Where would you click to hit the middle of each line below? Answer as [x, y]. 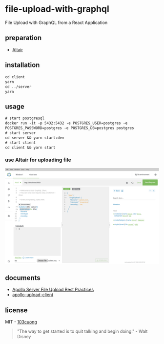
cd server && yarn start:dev [35, 138]
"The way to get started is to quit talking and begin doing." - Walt [82, 331]
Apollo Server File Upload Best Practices [53, 290]
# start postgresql [25, 118]
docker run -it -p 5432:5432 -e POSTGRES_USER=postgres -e [66, 123]
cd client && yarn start [30, 148]
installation [22, 65]
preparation [23, 38]
